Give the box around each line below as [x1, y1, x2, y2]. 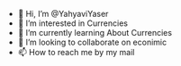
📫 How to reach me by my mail [17, 47, 135, 57]
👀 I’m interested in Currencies [17, 18, 129, 29]
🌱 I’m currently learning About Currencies [17, 28, 173, 37]
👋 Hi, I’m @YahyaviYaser [17, 9, 109, 19]
